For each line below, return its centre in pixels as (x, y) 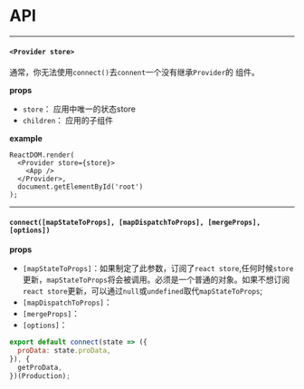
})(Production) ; (40, 376)
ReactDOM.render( (42, 155)
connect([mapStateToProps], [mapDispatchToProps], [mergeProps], (135, 222)
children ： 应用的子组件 (68, 121)
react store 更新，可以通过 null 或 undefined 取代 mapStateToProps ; (142, 291)
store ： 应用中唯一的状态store (79, 109)
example (26, 139)
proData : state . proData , (64, 351)
